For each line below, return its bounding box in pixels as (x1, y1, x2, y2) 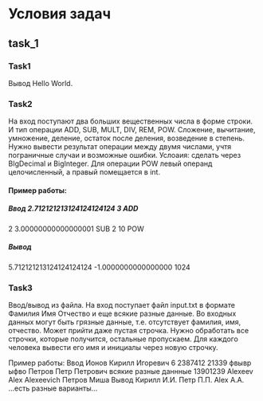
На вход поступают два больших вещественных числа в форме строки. (8, 116, 253, 126)
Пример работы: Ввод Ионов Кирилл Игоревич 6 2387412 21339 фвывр (8, 358, 252, 368)
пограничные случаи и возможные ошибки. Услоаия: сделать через (8, 151, 241, 160)
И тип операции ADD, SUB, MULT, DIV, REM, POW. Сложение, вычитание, (8, 125, 256, 135)
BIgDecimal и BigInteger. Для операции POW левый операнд (8, 159, 213, 168)
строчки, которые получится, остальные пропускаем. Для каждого (8, 334, 239, 344)
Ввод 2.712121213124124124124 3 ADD (8, 204, 139, 214)
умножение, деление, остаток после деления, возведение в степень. (8, 133, 245, 143)
